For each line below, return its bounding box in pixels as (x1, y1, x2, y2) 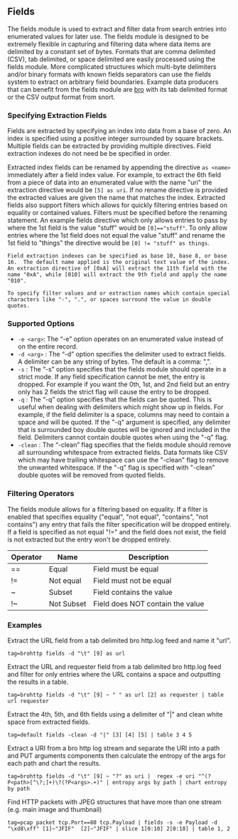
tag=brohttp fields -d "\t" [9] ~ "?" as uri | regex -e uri (7, 773, 195, 780)
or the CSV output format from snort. (7, 93, 116, 101)
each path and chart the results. (7, 759, 101, 767)
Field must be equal (93, 564, 159, 574)
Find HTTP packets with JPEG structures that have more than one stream (7, 798, 222, 806)
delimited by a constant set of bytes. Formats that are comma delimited (7, 47, 216, 56)
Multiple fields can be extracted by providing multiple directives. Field (7, 142, 212, 150)
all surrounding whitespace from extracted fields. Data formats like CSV (17, 448, 228, 457)
